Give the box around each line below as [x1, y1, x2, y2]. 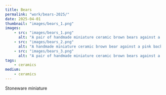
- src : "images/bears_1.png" [14, 30, 74, 35]
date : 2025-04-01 [5, 16, 41, 21]
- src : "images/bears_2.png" [14, 40, 74, 45]
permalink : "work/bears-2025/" [5, 12, 70, 17]
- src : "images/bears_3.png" [14, 48, 74, 53]
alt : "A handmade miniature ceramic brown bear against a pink [18, 44, 152, 49]
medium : [5, 67, 21, 72]
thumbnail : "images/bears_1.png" [5, 21, 74, 26]
